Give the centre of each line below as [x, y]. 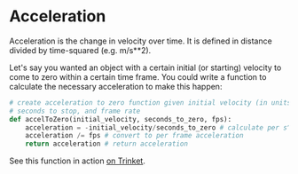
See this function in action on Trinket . [78, 161]
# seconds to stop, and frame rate [75, 111]
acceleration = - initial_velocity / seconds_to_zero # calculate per [152, 127]
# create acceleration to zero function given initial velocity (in [138, 103]
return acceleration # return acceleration [107, 144]
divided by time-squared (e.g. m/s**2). [80, 50]
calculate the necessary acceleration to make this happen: [116, 86]
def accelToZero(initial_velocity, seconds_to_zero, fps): [121, 119]
